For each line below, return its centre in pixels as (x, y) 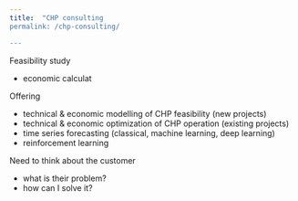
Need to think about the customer (73, 160)
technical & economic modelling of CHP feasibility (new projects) (144, 113)
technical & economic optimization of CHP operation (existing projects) (156, 123)
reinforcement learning (66, 143)
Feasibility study (40, 60)
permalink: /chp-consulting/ (65, 26)
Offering (25, 96)
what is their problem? (64, 178)
